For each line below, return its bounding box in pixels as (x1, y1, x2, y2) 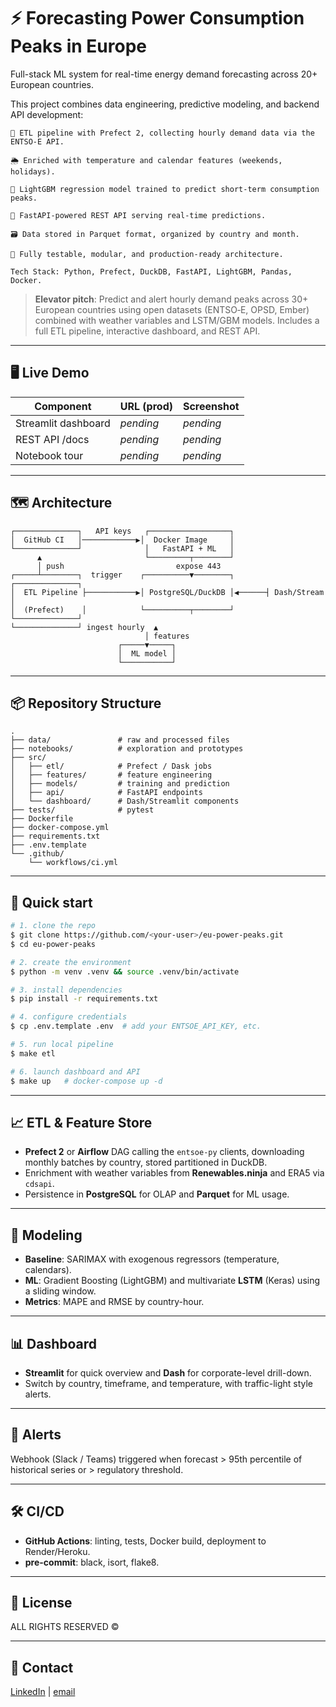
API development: (10, 108, 84, 120)
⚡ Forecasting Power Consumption (10, 7, 305, 30)
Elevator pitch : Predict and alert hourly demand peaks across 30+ (34, 293, 309, 305)
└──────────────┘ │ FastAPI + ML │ (10, 543, 235, 554)
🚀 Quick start (10, 894, 93, 911)
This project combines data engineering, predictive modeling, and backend (10, 98, 320, 110)
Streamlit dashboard (15, 416, 111, 430)
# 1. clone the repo (10, 921, 97, 931)
